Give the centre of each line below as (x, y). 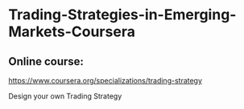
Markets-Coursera (72, 32)
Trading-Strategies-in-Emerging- (122, 15)
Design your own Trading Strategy (65, 96)
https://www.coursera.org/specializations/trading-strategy (105, 81)
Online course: (46, 61)
